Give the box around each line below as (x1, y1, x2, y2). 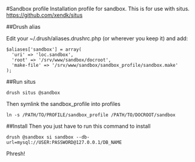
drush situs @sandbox (6, 90, 61, 96)
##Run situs (6, 78, 36, 85)
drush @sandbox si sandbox (6, 134, 74, 140)
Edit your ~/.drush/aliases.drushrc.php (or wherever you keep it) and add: (6, 35, 188, 42)
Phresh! (6, 150, 26, 157)
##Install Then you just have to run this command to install (6, 123, 151, 129)
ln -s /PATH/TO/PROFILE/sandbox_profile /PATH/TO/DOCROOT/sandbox (6, 112, 176, 118)
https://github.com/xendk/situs (6, 11, 83, 19)
